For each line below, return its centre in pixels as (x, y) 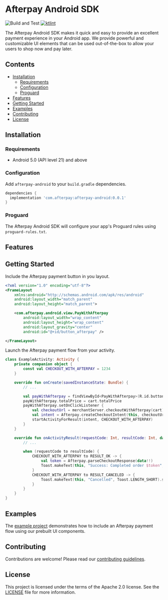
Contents (20, 64)
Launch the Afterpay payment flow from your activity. (60, 350)
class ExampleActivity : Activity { (42, 360)
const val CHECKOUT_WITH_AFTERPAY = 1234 (67, 369)
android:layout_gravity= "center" (58, 327)
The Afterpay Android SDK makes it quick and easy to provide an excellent (82, 33)
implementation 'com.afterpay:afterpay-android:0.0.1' (68, 198)
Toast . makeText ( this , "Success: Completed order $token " (101, 466)
